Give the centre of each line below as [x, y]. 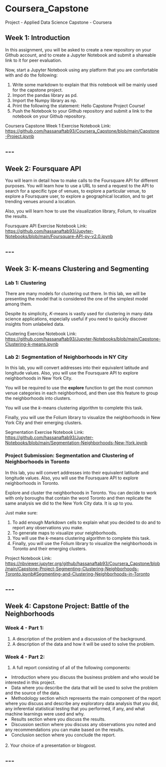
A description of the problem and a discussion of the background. [79, 639]
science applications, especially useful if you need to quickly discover [76, 319]
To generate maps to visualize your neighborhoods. [65, 533]
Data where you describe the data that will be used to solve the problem [85, 688]
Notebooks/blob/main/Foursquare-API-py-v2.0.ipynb [59, 236]
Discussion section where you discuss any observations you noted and [84, 724]
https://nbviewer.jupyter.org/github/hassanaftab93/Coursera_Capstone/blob [83, 563]
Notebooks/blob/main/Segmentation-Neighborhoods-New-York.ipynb [76, 443]
